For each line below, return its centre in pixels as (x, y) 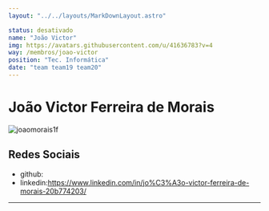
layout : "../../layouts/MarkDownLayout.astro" (87, 16)
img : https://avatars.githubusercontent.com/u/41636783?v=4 (111, 45)
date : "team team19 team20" (55, 68)
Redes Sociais (44, 154)
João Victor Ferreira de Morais (111, 107)
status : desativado (41, 30)
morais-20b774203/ (53, 191)
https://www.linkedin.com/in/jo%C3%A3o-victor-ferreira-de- (149, 182)
